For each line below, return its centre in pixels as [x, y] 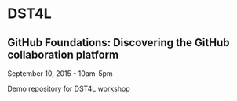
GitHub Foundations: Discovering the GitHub [118, 43]
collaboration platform [63, 54]
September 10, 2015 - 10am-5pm [60, 74]
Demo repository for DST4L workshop [69, 88]
